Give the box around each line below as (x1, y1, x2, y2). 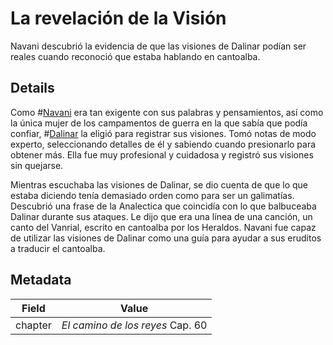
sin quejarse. (10, 159, 64, 171)
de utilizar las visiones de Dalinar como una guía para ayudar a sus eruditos (10, 232, 322, 244)
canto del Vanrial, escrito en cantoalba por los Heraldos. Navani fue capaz (10, 221, 317, 233)
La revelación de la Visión (10, 7, 227, 30)
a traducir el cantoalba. (10, 242, 106, 254)
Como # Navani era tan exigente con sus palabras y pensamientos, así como (10, 106, 324, 118)
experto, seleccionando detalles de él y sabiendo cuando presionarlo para (10, 138, 317, 150)
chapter (15, 318, 52, 332)
